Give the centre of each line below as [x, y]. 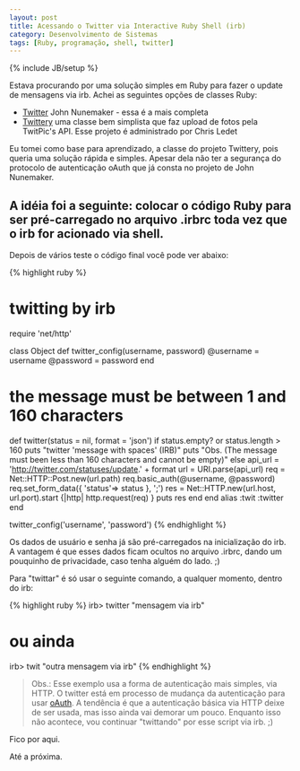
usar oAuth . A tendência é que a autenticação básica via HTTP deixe [158, 702]
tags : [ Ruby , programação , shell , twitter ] [92, 43]
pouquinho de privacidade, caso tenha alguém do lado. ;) [115, 560]
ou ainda [42, 641]
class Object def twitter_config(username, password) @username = [134, 351]
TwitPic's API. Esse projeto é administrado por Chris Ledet [130, 132]
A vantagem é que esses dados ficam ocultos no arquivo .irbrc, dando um [146, 551]
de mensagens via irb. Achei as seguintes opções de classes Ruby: [133, 95]
